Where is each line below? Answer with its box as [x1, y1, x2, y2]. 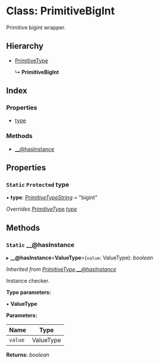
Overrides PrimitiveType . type [6, 205, 77, 212]
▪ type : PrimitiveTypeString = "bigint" [6, 194, 98, 201]
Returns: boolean [6, 351, 49, 358]
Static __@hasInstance [6, 240, 75, 249]
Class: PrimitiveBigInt [6, 4, 115, 18]
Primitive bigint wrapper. [6, 24, 66, 31]
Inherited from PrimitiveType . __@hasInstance [6, 266, 117, 273]
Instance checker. [6, 277, 50, 284]
